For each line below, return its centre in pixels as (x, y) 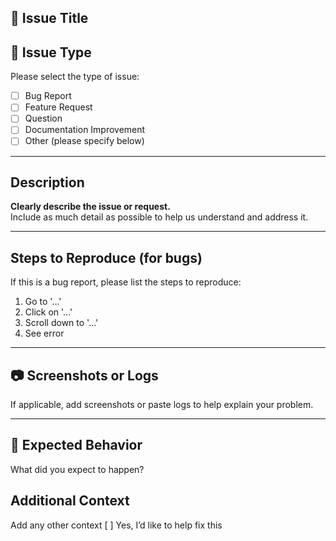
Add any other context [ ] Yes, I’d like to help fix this (116, 525)
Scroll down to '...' (61, 323)
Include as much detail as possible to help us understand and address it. (159, 217)
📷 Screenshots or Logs (84, 375)
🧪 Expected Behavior (76, 445)
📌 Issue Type (51, 52)
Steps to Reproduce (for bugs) (106, 257)
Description (47, 182)
